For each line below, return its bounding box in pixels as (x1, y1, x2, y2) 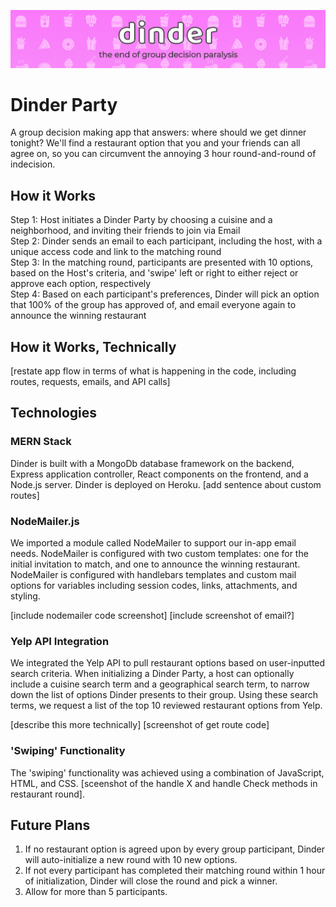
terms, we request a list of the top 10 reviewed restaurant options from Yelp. (10, 700, 323, 712)
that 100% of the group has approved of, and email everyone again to (10, 299, 297, 311)
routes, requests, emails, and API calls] (10, 376, 171, 388)
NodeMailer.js (10, 514, 80, 528)
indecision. (10, 158, 56, 170)
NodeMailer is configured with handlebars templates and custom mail (10, 569, 297, 581)
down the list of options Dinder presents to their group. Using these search (10, 689, 319, 701)
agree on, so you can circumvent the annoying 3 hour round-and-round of (10, 148, 317, 160)
